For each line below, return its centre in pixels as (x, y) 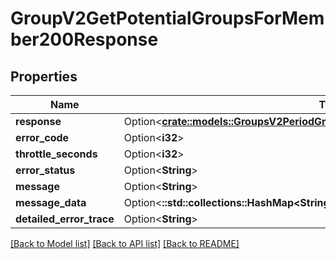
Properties (44, 76)
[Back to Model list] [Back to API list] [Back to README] (125, 243)
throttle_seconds (56, 154)
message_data (51, 202)
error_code (42, 137)
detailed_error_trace (65, 219)
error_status (45, 170)
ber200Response (84, 39)
